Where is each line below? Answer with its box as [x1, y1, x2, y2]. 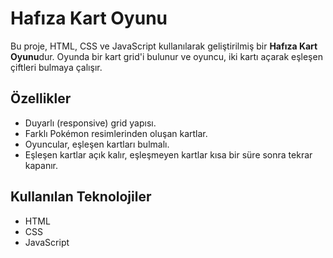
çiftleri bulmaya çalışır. [10, 61, 103, 73]
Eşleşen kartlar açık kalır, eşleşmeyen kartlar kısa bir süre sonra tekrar [24, 148, 313, 161]
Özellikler [10, 90, 72, 107]
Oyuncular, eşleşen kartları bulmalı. [24, 138, 170, 150]
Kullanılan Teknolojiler [10, 188, 152, 206]
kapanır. [24, 159, 59, 171]
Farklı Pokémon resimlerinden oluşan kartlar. [24, 127, 208, 139]
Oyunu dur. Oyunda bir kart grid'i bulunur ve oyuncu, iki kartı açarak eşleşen [10, 50, 323, 62]
